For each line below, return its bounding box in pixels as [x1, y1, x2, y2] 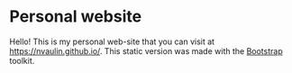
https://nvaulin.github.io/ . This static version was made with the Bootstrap [9, 45, 283, 56]
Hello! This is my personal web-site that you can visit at [9, 36, 214, 47]
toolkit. [9, 55, 35, 66]
